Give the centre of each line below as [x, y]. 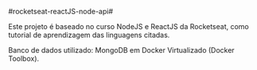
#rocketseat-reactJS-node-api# [61, 11]
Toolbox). [24, 59]
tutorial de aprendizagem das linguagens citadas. [89, 35]
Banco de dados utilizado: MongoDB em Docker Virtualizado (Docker [121, 50]
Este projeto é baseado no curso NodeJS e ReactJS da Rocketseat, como [128, 26]
